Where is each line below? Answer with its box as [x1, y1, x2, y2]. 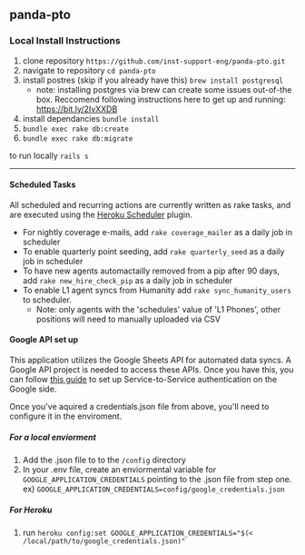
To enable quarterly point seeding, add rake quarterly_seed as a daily [22, 245, 285, 257]
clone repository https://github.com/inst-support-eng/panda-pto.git [22, 55, 286, 66]
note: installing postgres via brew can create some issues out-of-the [35, 84, 292, 94]
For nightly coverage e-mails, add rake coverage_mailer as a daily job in [22, 226, 293, 237]
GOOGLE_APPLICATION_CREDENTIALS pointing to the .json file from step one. [22, 474, 292, 485]
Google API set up [9, 334, 79, 345]
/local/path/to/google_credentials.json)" [22, 537, 186, 546]
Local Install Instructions [9, 35, 121, 47]
